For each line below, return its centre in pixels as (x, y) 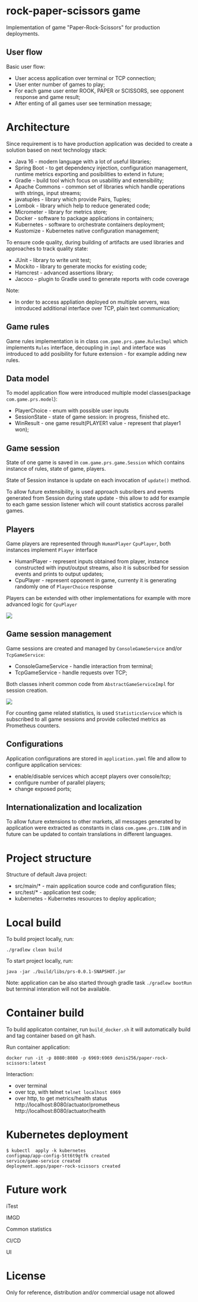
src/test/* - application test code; (55, 892)
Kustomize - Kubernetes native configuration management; (87, 231)
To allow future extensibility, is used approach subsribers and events (90, 492)
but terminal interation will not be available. (59, 989)
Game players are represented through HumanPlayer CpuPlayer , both (88, 543)
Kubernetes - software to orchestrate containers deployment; (90, 224)
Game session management (59, 634)
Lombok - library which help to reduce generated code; (82, 205)
